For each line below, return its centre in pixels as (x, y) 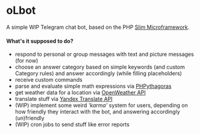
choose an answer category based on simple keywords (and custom (100, 67)
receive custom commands (48, 80)
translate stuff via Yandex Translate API (64, 99)
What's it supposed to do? (40, 41)
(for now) (27, 61)
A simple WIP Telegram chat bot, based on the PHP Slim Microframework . (98, 27)
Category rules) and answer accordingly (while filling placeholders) (98, 73)
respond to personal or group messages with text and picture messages (104, 54)
